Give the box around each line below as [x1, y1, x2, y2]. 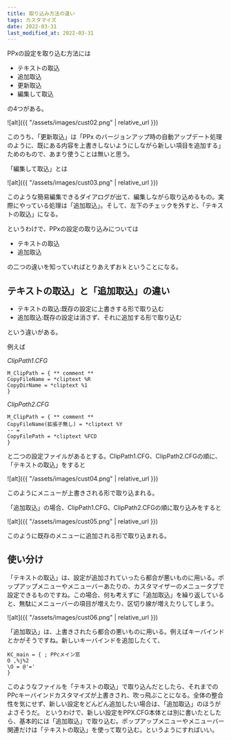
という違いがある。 [7, 328, 62, 336]
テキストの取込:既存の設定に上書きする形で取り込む [17, 305, 164, 313]
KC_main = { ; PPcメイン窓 [7, 651, 81, 658]
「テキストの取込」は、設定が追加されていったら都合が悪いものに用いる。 [7, 573, 219, 582]
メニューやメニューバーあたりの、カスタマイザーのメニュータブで [37, 582, 225, 590]
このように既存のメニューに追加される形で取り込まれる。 [7, 532, 170, 540]
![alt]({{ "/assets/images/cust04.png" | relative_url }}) [7, 474, 159, 483]
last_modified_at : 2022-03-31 [7, 29, 94, 37]
